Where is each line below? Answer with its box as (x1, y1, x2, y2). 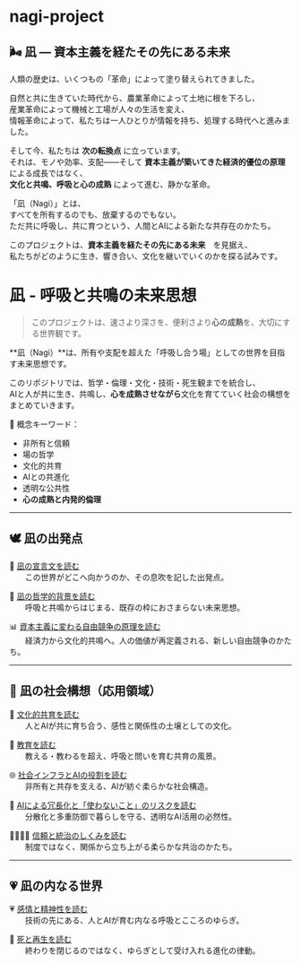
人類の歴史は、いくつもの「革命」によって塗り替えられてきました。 (9, 74, 260, 84)
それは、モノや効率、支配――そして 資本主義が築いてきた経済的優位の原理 (9, 157, 286, 167)
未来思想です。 (16, 358, 72, 369)
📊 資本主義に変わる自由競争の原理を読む (9, 621, 161, 631)
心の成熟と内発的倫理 (21, 493, 101, 504)
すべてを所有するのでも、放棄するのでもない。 (9, 209, 181, 220)
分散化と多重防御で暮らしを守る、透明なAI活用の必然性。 (25, 811, 237, 821)
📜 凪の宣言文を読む (9, 560, 81, 571)
